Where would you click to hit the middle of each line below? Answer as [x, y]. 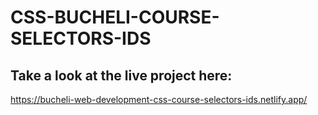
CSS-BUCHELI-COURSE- [115, 17]
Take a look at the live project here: [121, 75]
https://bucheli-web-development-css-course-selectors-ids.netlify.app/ [159, 99]
